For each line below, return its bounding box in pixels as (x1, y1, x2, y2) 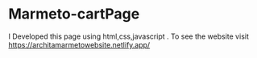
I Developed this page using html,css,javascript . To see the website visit (8, 31, 250, 41)
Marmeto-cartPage (8, 5, 140, 23)
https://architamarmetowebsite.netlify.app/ (8, 39, 151, 49)
